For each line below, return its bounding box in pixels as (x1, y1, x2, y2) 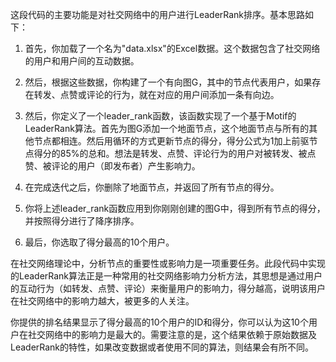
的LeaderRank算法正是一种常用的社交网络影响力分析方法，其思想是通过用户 (10, 270, 323, 282)
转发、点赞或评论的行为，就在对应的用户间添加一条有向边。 (33, 89, 280, 100)
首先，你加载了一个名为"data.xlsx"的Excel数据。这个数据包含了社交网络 (24, 43, 321, 54)
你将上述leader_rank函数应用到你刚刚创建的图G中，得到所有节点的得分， (24, 203, 326, 214)
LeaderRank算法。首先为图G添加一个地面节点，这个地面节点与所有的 (24, 123, 310, 134)
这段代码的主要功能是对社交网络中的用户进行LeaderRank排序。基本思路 (10, 9, 306, 20)
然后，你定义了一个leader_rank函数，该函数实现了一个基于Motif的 (24, 110, 297, 122)
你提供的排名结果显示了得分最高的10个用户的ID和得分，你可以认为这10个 (10, 316, 309, 328)
